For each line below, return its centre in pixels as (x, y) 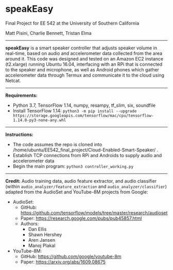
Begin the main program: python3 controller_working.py (73, 166)
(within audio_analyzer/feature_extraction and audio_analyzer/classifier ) (86, 186)
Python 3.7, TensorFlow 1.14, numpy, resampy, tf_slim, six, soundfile (84, 105)
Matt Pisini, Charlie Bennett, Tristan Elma (48, 33)
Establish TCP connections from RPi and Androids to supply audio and (87, 155)
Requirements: (21, 95)
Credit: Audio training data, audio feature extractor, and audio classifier (81, 181)
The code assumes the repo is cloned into (57, 144)
